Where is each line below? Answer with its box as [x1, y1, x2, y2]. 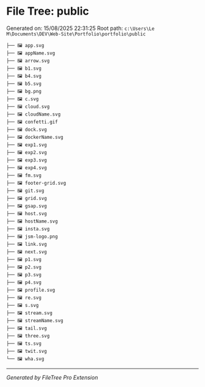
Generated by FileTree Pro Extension [6, 374, 98, 381]
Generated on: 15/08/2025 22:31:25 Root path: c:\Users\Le [6, 24, 155, 32]
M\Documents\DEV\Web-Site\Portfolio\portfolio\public [6, 31, 146, 37]
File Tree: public [6, 4, 90, 18]
